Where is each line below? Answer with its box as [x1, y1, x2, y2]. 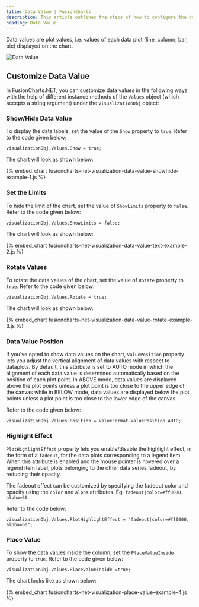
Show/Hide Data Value [6, 114, 72, 122]
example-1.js [6, 173, 37, 181]
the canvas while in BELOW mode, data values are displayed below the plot [6, 388, 190, 396]
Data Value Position [6, 337, 64, 345]
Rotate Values [6, 263, 47, 271]
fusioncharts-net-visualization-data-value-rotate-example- [48, 316, 192, 324]
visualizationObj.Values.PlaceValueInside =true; [6, 567, 131, 573]
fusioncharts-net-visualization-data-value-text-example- [48, 242, 188, 249]
